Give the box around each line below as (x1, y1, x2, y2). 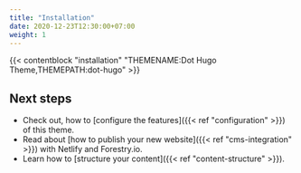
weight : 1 (9, 30, 47, 39)
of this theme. (22, 124, 75, 136)
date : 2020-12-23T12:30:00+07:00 (9, 22, 136, 31)
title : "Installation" (9, 13, 95, 23)
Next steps (9, 91, 72, 106)
